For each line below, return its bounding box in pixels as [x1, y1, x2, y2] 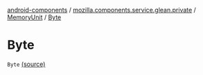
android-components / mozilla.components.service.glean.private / [7, 6, 196, 14]
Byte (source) [7, 60, 46, 68]
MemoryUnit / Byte [7, 13, 62, 21]
